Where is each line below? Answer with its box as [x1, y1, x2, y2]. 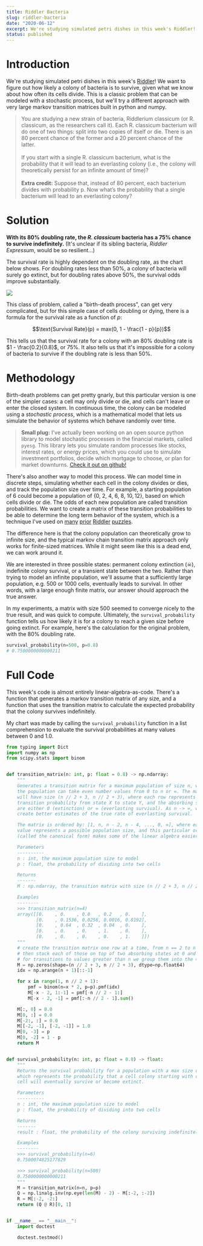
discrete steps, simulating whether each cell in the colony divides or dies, [6, 479, 189, 486]
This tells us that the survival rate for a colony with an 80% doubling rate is [6, 337, 193, 344]
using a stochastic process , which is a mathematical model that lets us [6, 410, 182, 418]
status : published [6, 32, 53, 38]
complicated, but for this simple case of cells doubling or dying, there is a [6, 307, 189, 314]
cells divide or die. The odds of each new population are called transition [6, 498, 188, 506]
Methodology [6, 371, 76, 385]
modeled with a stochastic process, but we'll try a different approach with [6, 97, 190, 104]
